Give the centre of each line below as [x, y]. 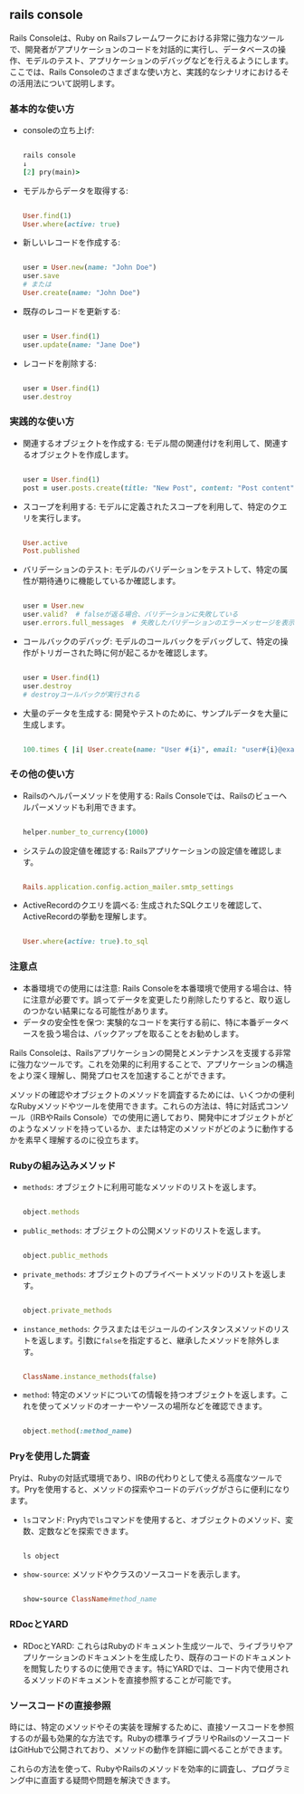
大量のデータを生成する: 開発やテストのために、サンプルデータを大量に [155, 713]
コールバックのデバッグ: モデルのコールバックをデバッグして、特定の [151, 641]
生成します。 [46, 724]
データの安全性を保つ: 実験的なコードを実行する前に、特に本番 [140, 1022]
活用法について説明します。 [68, 83]
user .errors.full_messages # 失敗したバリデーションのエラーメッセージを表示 [158, 623]
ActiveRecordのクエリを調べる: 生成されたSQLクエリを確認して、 [144, 906]
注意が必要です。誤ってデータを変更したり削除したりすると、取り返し [161, 999]
